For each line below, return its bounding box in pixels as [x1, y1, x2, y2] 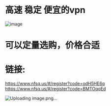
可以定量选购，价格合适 [5, 40, 100, 51]
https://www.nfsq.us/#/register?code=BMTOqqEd [5, 86, 106, 92]
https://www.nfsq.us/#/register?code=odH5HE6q [5, 80, 105, 86]
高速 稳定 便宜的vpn [5, 4, 86, 16]
